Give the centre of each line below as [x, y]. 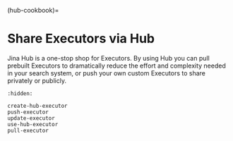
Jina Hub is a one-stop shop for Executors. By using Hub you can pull [108, 58]
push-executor [28, 112]
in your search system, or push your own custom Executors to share [107, 73]
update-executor [31, 118]
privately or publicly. [37, 80]
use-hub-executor [33, 124]
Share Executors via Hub [81, 39]
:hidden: [20, 93]
